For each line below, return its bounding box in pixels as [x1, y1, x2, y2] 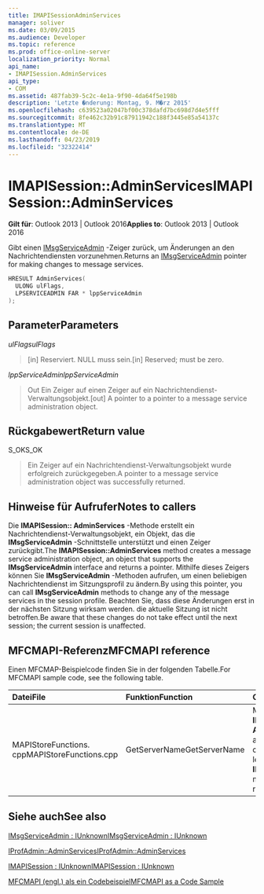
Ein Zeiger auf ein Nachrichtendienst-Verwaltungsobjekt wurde [27, 460, 232, 470]
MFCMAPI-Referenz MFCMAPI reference [8, 643, 211, 657]
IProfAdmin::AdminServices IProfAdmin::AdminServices [8, 846, 186, 856]
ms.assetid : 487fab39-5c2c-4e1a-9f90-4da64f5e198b [8, 92, 178, 100]
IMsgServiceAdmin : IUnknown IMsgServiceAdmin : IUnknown [8, 830, 207, 841]
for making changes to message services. [8, 260, 144, 269]
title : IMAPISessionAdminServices [8, 11, 122, 20]
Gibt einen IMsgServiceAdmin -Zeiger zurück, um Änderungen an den [8, 243, 235, 252]
